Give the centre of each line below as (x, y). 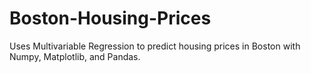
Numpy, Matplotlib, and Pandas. (75, 56)
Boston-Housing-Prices (110, 18)
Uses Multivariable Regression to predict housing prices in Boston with (155, 46)
